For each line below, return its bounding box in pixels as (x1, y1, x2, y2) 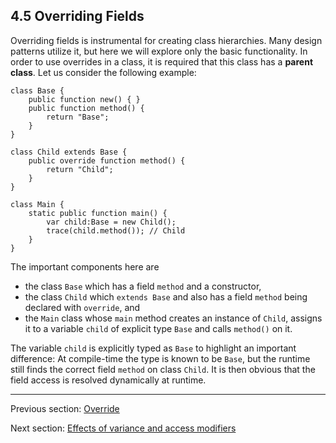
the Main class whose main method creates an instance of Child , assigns (24, 312, 323, 324)
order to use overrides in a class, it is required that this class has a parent (10, 55, 314, 68)
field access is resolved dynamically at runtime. (10, 374, 207, 386)
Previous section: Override (10, 402, 120, 414)
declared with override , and (24, 301, 141, 313)
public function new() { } (28, 94, 141, 104)
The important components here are (10, 260, 160, 273)
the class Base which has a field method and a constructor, (24, 280, 262, 292)
